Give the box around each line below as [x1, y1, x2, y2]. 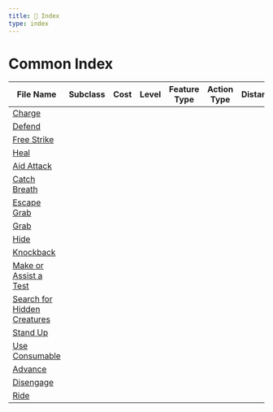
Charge [12, 107, 41, 119]
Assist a [12, 270, 43, 281]
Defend [12, 121, 41, 132]
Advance [12, 363, 47, 375]
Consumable [12, 350, 61, 362]
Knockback [12, 247, 56, 258]
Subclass [68, 89, 106, 100]
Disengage [12, 377, 54, 388]
